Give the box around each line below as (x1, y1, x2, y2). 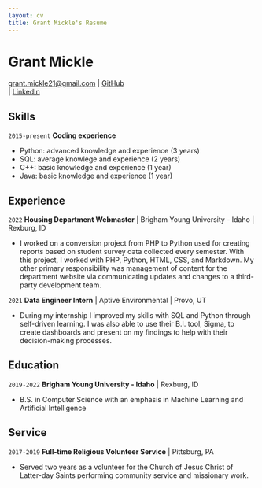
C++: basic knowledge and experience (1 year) (19, 163, 172, 172)
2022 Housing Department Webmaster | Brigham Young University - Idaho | (8, 215, 255, 224)
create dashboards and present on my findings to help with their (19, 327, 228, 337)
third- (235, 272, 254, 282)
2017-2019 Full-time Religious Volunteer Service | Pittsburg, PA (8, 446, 214, 457)
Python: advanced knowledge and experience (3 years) (19, 146, 201, 156)
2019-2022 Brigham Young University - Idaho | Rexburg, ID (8, 379, 199, 389)
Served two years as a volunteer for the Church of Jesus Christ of (19, 462, 234, 471)
